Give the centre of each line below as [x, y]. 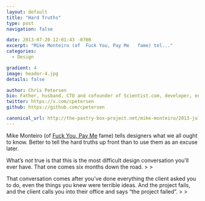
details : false [26, 79]
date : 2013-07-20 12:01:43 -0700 [49, 40]
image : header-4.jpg [33, 74]
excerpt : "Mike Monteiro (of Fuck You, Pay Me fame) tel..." [90, 46]
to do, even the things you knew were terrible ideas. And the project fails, [98, 185]
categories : [21, 51]
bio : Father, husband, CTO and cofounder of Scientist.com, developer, [99, 96]
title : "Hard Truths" [34, 18]
